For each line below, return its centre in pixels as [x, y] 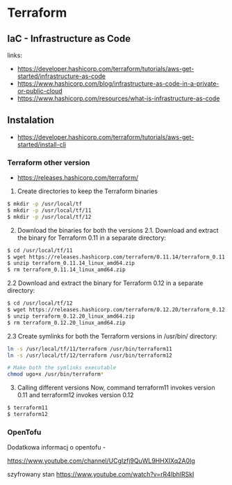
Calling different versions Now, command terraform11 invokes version [116, 387]
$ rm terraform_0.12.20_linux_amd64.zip [67, 323]
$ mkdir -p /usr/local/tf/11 [49, 210]
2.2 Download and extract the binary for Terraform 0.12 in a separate [105, 283]
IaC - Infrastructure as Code [69, 39]
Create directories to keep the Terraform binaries [88, 191]
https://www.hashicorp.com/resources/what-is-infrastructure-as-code [118, 98]
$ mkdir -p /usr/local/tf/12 [49, 217]
